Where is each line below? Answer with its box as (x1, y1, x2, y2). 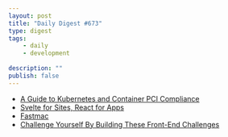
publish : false (8, 72, 60, 80)
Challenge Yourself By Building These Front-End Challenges (19, 119, 220, 129)
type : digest (8, 27, 52, 35)
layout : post (8, 11, 52, 20)
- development (23, 49, 70, 57)
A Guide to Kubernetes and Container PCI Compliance (19, 93, 200, 103)
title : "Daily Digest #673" (8, 19, 103, 27)
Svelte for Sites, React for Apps (19, 102, 125, 112)
